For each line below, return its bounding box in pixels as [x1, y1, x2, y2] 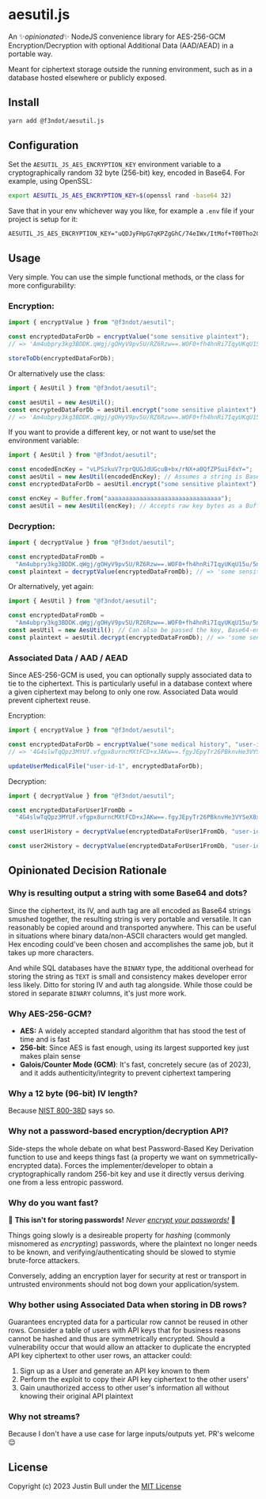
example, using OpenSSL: [8, 177, 93, 186]
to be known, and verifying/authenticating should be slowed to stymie [8, 1247, 236, 1257]
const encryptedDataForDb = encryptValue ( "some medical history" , [8, 740, 232, 749]
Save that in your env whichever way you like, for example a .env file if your [8, 206, 255, 215]
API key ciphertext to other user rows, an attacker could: [8, 1351, 192, 1360]
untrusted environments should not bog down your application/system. [8, 1279, 240, 1288]
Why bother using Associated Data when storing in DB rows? [8, 1299, 247, 1310]
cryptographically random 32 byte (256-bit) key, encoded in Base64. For [8, 168, 245, 177]
